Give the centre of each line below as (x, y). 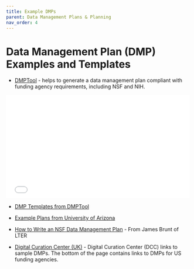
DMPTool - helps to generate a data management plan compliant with (98, 81)
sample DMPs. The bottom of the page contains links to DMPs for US (98, 253)
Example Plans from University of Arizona (65, 218)
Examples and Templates (68, 64)
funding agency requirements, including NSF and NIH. (80, 87)
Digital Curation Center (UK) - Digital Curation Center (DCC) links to (96, 247)
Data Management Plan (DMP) (81, 52)
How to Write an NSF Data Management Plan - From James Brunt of (96, 230)
